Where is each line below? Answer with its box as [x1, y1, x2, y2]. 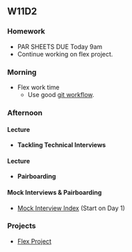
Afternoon [7, 108, 43, 117]
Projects [7, 221, 36, 231]
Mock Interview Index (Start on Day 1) [17, 204, 125, 212]
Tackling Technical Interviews [17, 141, 106, 149]
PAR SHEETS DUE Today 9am [17, 42, 103, 51]
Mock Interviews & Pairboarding [7, 188, 102, 196]
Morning [7, 67, 37, 77]
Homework [7, 27, 45, 36]
